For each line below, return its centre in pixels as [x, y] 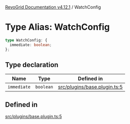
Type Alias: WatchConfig [58, 27]
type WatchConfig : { [26, 40]
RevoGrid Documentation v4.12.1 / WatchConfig [53, 7]
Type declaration [32, 64]
